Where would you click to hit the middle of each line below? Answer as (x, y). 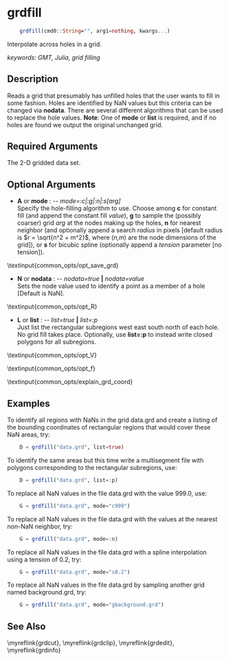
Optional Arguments (51, 184)
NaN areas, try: (28, 435)
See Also (26, 626)
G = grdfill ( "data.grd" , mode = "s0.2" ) (75, 572)
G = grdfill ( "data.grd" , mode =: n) (69, 539)
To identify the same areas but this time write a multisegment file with (105, 460)
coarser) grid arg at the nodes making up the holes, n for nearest (109, 223)
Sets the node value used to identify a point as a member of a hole (111, 286)
